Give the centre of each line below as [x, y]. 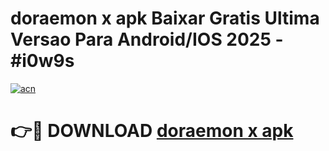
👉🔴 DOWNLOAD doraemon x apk [152, 131]
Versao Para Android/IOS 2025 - [147, 39]
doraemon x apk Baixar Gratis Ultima [165, 18]
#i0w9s [42, 61]
